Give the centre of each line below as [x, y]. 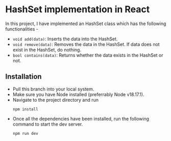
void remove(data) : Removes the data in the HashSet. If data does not [86, 44]
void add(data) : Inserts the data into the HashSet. [65, 39]
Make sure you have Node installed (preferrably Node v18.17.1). [78, 94]
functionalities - [22, 29]
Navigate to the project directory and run [55, 100]
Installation [23, 77]
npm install [25, 109]
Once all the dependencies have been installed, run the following [81, 119]
